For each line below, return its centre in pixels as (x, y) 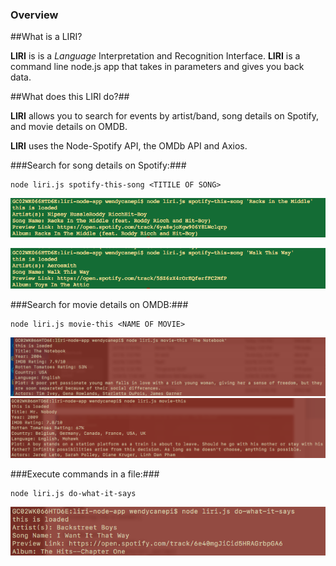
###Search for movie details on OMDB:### (99, 305)
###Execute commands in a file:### (85, 474)
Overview (34, 15)
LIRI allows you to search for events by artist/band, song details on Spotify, (165, 116)
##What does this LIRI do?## (70, 97)
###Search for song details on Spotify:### (98, 165)
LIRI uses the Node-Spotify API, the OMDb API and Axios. (129, 146)
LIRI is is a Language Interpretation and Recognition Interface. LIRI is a (155, 56)
